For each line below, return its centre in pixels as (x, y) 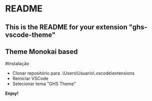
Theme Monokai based (42, 51)
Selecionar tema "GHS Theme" (44, 84)
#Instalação (17, 64)
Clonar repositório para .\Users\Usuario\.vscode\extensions (73, 73)
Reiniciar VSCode (30, 79)
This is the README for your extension (67, 27)
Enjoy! (12, 94)
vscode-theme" (30, 35)
